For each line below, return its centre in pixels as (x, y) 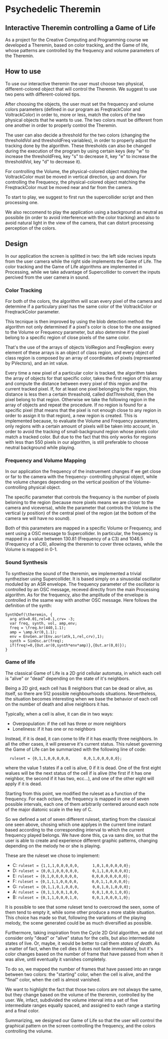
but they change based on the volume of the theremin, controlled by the (79, 994)
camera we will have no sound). (38, 518)
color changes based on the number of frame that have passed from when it (84, 954)
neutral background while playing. (40, 447)
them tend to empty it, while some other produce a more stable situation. (80, 912)
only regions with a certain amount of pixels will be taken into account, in (80, 426)
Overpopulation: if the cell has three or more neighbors (69, 724)
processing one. (22, 202)
